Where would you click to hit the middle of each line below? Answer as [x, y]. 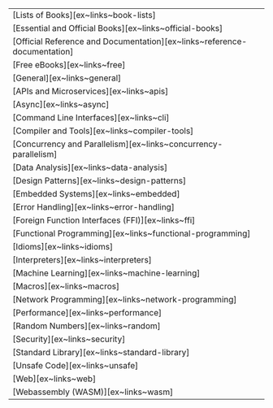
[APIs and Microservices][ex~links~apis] [91, 91]
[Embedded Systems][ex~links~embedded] [96, 194]
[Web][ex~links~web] [54, 379]
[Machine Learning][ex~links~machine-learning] [106, 273]
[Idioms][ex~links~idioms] [63, 247]
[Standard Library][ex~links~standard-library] [101, 352]
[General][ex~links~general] [67, 78]
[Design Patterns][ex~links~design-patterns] [100, 180]
